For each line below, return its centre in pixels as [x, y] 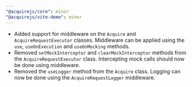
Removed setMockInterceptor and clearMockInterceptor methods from [100, 52]
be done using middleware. [47, 65]
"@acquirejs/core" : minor [37, 11]
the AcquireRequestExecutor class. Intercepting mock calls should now [99, 59]
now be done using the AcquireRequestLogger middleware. [85, 78]
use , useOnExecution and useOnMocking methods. [72, 46]
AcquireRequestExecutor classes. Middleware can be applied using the [99, 40]
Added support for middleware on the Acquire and [75, 34]
